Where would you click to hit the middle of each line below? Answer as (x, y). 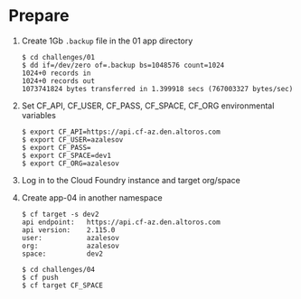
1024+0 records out (58, 81)
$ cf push (40, 277)
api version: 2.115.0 (68, 230)
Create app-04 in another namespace (92, 197)
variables (38, 115)
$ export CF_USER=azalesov (72, 140)
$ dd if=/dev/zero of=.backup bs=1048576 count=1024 (123, 65)
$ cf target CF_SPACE (62, 285)
